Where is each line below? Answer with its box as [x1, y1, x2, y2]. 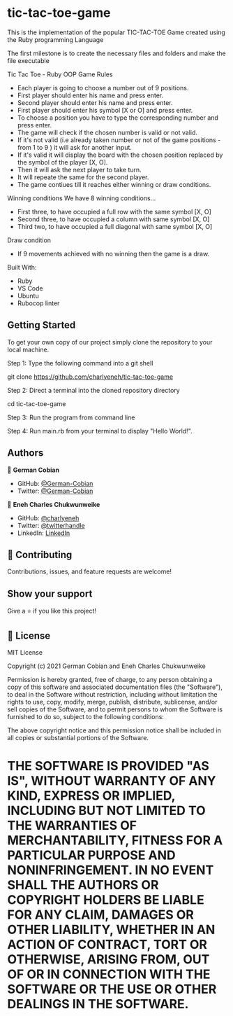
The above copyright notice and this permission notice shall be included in [7, 726, 221, 735]
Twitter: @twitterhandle [17, 521, 85, 529]
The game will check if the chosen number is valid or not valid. [17, 128, 197, 137]
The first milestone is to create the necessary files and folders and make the [7, 49, 226, 57]
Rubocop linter [17, 299, 60, 307]
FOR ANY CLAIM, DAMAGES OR [7, 907, 194, 923]
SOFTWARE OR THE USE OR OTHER [7, 982, 217, 997]
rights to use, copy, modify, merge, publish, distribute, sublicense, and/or [7, 698, 218, 706]
